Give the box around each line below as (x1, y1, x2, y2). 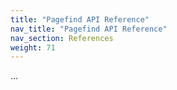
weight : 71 (10, 42, 56, 53)
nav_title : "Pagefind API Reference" (10, 24, 168, 34)
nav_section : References (10, 33, 114, 43)
